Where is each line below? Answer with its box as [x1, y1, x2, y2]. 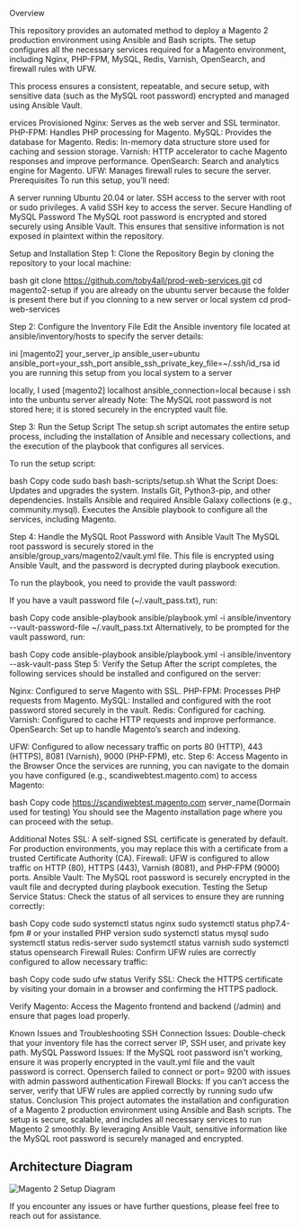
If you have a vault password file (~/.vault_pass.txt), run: [9, 595, 218, 605]
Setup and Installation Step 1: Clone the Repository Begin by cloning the [9, 248, 275, 259]
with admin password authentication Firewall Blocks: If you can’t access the [9, 1076, 290, 1087]
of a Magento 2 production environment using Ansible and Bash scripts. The [9, 1105, 292, 1115]
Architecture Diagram [9, 1160, 133, 1175]
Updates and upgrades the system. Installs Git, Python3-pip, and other [9, 486, 271, 496]
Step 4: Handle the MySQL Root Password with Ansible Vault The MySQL [9, 532, 280, 541]
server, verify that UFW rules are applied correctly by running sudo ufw [9, 1086, 274, 1096]
